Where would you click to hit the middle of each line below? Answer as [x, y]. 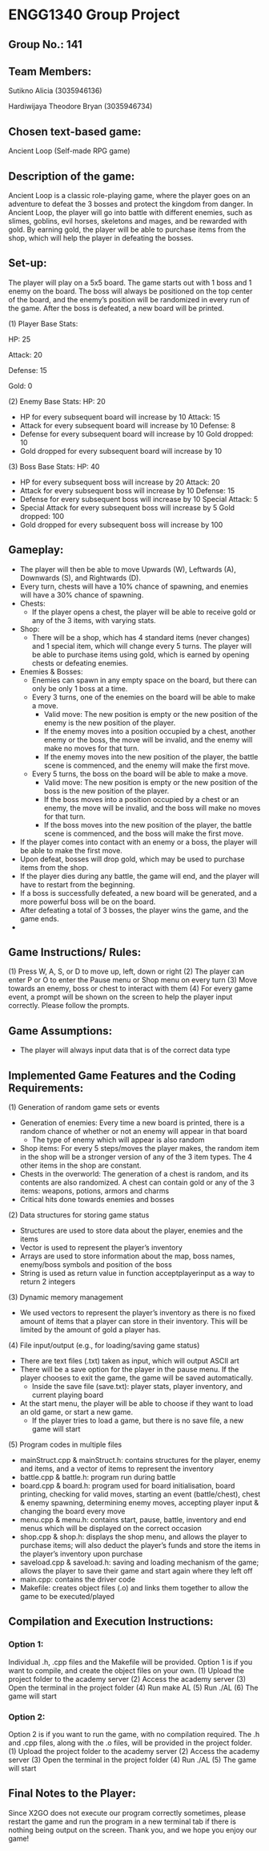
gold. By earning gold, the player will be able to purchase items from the [127, 229]
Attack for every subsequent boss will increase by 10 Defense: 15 [127, 490]
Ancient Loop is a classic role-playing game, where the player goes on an [129, 196]
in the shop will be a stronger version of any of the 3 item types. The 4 [136, 1157]
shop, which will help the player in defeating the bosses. [101, 238]
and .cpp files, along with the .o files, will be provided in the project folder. [130, 1743]
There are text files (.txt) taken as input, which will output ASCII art [130, 1361]
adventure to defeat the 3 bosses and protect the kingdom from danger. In [131, 204]
